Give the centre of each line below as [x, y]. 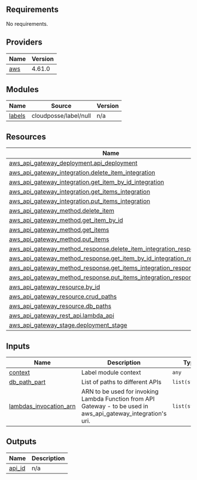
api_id [17, 468]
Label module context [111, 373]
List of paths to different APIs [121, 382]
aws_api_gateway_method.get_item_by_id [66, 221]
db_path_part [27, 382]
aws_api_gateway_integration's [124, 414]
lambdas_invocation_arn [43, 406]
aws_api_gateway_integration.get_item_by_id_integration [86, 182]
